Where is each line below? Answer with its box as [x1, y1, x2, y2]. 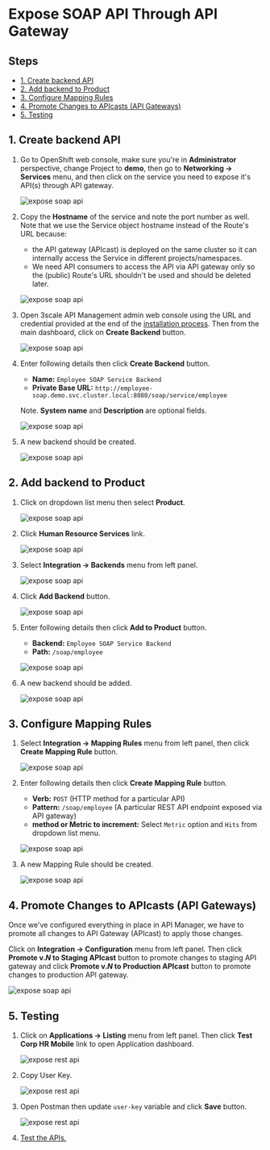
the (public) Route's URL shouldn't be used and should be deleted [31, 270, 251, 279]
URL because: [19, 229, 67, 238]
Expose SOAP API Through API [8, 5, 218, 23]
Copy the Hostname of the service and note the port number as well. [19, 212, 250, 221]
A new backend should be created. [19, 437, 137, 447]
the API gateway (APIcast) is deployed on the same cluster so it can [31, 244, 257, 254]
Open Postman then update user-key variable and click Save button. [19, 1102, 247, 1111]
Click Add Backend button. [19, 591, 110, 601]
